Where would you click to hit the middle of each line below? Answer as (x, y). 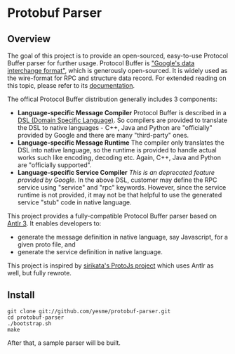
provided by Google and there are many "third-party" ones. (103, 135)
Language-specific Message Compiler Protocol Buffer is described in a (122, 113)
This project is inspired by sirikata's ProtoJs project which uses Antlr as (110, 265)
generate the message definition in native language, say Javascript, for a (122, 237)
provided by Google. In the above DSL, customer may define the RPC (117, 180)
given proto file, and (46, 244)
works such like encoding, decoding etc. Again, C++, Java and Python (119, 157)
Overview (29, 39)
